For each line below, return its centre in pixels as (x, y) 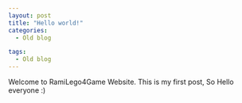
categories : (28, 30)
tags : (17, 52)
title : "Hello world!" (46, 23)
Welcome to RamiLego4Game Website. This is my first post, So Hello (121, 82)
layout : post (30, 15)
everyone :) (27, 90)
